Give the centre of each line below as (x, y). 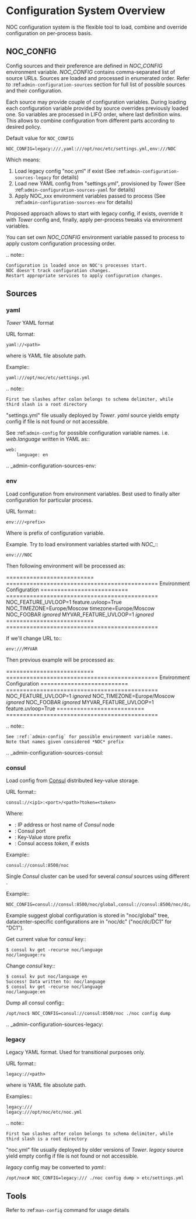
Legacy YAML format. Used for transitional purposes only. (76, 1052)
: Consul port (30, 831)
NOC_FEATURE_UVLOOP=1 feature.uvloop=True (64, 602)
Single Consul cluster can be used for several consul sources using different (98, 876)
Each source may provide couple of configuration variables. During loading (96, 102)
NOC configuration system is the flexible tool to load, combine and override (97, 27)
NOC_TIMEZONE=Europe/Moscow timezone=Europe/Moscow (80, 608)
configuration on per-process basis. (49, 33)
